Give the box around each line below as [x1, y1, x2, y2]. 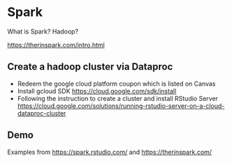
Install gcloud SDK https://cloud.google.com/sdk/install [17, 86, 177, 95]
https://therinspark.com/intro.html [7, 40, 105, 49]
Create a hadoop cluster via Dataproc [7, 61, 173, 73]
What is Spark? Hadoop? [7, 27, 79, 36]
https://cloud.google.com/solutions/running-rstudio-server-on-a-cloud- [17, 102, 225, 110]
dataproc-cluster [17, 109, 66, 117]
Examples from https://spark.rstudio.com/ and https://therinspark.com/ [7, 148, 212, 156]
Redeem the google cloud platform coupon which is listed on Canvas [17, 79, 216, 88]
